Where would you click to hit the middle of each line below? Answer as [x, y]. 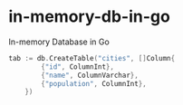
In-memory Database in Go [59, 42]
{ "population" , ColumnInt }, [94, 83]
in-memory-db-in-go [90, 17]
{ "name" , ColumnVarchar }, [90, 75]
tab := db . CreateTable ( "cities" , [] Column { [92, 58]
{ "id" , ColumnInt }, [78, 67]
